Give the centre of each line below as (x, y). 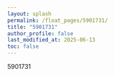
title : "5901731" (33, 27)
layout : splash (29, 14)
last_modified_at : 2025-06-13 (52, 40)
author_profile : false (40, 33)
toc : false (23, 46)
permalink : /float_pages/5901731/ (58, 20)
